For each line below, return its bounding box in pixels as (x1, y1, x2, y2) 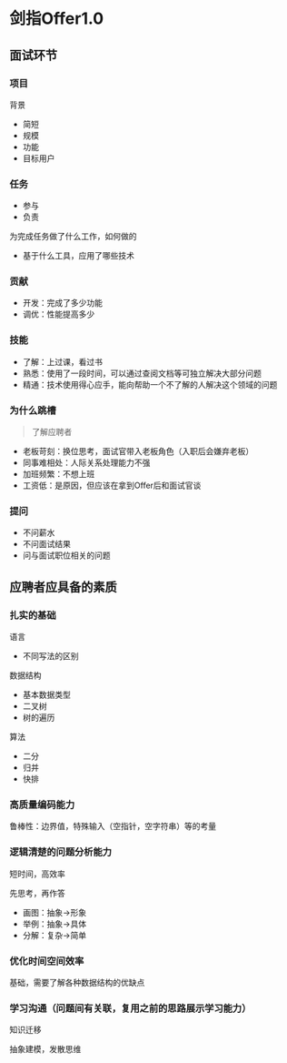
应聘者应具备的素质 (9, 579, 117, 594)
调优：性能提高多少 (22, 309, 95, 319)
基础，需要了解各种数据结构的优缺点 (9, 977, 145, 987)
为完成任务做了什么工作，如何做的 (9, 231, 137, 242)
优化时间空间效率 (9, 955, 84, 967)
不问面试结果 (22, 539, 71, 550)
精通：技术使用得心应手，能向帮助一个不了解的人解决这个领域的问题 (22, 379, 278, 390)
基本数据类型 (22, 689, 71, 701)
